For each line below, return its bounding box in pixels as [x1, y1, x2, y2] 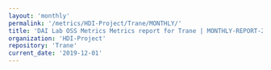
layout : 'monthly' [8, 11, 70, 20]
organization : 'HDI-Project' [8, 34, 106, 43]
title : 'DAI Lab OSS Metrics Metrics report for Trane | [8, 27, 204, 35]
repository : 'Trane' [8, 42, 78, 50]
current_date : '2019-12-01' [8, 49, 103, 57]
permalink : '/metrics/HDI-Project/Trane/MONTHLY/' [8, 19, 182, 27]
